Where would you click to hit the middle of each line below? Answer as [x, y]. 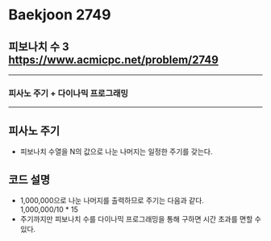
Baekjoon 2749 [60, 15]
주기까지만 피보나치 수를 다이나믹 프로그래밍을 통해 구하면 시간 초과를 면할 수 [141, 218]
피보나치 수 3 [39, 46]
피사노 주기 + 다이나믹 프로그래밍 [69, 93]
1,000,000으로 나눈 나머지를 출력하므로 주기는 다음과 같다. [112, 200]
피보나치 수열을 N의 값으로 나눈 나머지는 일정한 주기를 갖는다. [116, 152]
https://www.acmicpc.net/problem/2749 [114, 59]
